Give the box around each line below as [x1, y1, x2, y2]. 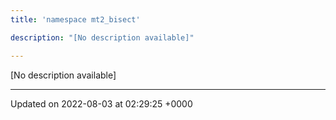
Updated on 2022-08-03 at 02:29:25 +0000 [10, 97, 193, 110]
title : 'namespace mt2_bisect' [10, 14, 141, 25]
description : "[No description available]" [10, 32, 195, 43]
